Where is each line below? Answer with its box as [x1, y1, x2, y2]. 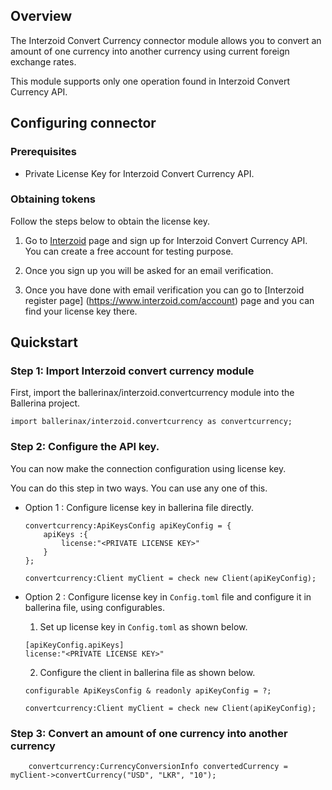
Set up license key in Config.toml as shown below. [39, 620, 248, 633]
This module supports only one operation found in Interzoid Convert [10, 75, 291, 87]
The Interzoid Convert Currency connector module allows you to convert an [10, 34, 322, 46]
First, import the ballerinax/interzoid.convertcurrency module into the [10, 387, 295, 399]
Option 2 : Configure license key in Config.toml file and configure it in [24, 590, 312, 603]
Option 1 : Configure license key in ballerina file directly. [24, 501, 255, 513]
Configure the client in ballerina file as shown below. [39, 666, 256, 678]
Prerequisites [10, 145, 77, 159]
